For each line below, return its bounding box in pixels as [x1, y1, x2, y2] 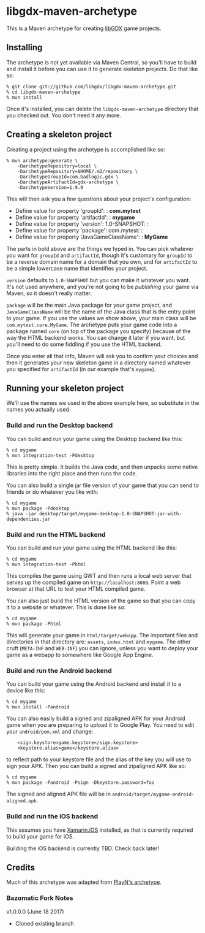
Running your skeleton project [6, 383, 124, 393]
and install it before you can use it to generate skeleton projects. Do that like [6, 65, 198, 72]
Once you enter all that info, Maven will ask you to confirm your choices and [6, 352, 198, 359]
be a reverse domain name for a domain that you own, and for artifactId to [6, 258, 198, 265]
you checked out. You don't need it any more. [6, 112, 121, 119]
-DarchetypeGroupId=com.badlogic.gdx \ [17, 174, 119, 180]
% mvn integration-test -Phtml [6, 561, 86, 567]
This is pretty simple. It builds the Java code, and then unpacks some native [6, 463, 198, 470]
